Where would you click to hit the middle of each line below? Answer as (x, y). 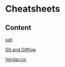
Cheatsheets (33, 9)
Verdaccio (16, 59)
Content (18, 28)
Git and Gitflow (21, 49)
